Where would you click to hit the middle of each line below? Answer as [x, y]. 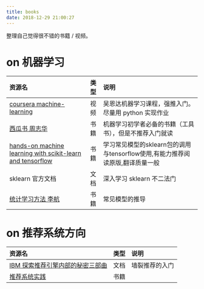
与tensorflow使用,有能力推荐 [143, 154]
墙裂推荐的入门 [153, 265]
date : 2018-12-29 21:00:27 [40, 18]
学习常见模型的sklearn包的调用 [147, 145]
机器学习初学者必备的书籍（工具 [149, 124]
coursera [22, 104]
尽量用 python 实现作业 [136, 113]
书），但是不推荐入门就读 [138, 133]
